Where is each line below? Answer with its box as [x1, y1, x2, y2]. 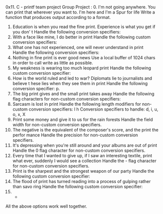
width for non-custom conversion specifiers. [12, 122, 102, 128]
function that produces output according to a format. [5, 15, 111, 20]
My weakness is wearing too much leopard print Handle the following [12, 65, 151, 71]
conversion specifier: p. [12, 86, 60, 91]
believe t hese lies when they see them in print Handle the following [12, 81, 148, 86]
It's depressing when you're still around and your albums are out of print [12, 143, 157, 148]
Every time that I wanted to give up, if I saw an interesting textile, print [12, 153, 152, 158]
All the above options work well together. [5, 203, 87, 209]
